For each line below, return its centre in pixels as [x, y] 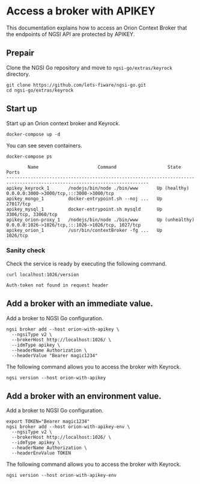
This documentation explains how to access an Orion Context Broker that [97, 28]
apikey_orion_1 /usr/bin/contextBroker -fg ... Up [84, 230]
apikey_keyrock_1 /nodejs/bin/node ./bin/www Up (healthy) [98, 188]
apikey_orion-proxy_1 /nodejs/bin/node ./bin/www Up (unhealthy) [101, 220]
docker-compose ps [29, 157]
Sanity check [26, 250]
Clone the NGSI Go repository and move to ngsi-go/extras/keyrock [89, 67]
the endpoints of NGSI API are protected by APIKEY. [71, 34]
